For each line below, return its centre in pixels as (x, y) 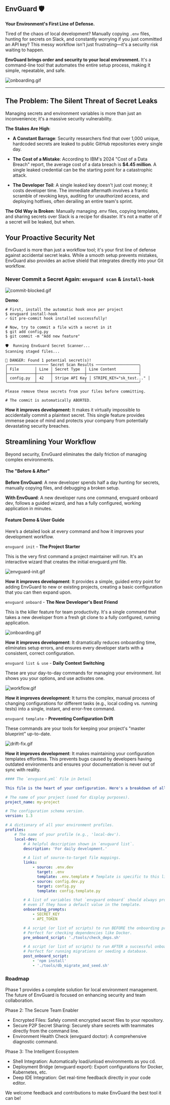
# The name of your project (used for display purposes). (68, 797)
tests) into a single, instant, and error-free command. (60, 708)
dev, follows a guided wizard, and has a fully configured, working (73, 503)
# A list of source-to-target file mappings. (72, 858)
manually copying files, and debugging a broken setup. (62, 487)
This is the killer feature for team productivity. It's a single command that (81, 612)
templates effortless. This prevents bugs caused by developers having (78, 759)
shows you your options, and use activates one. (55, 678)
